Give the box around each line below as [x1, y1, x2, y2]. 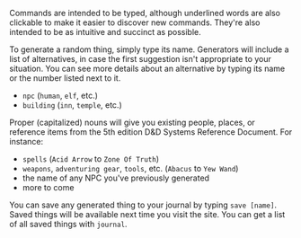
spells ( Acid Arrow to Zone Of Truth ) [22, 154, 160, 164]
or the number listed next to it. [9, 73, 121, 84]
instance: [9, 137, 44, 146]
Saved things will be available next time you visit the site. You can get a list [9, 209, 286, 219]
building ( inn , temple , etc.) [22, 100, 123, 110]
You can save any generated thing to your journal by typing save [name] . [9, 199, 277, 210]
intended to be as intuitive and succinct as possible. [9, 27, 201, 37]
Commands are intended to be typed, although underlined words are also [9, 8, 281, 18]
